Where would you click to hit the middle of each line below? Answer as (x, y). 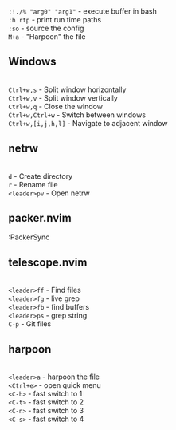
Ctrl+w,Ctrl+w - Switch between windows (77, 115)
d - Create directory (41, 176)
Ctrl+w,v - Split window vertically (63, 97)
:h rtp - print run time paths (55, 20)
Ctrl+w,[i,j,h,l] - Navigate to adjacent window (88, 123)
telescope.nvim (48, 262)
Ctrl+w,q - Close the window (56, 106)
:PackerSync (29, 237)
